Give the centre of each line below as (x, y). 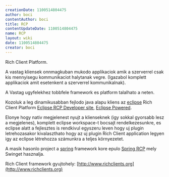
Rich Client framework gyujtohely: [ (42, 164)
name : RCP (16, 33)
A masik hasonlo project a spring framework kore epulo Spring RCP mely (81, 148)
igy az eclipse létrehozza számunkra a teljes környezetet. (65, 139)
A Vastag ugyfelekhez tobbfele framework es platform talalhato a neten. (80, 92)
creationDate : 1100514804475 (36, 10)
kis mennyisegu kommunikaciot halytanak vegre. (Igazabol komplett (76, 77)
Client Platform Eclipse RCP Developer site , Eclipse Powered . (69, 107)
